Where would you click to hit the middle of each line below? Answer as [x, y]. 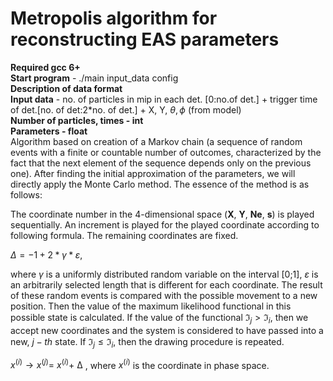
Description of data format [66, 88]
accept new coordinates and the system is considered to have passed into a [167, 330]
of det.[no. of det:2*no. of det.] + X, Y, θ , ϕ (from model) [126, 109]
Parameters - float [49, 131]
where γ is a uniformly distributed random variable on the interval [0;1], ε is [164, 274]
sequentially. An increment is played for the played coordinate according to [165, 224]
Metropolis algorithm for [114, 18]
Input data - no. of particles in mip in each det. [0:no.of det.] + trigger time [164, 99]
